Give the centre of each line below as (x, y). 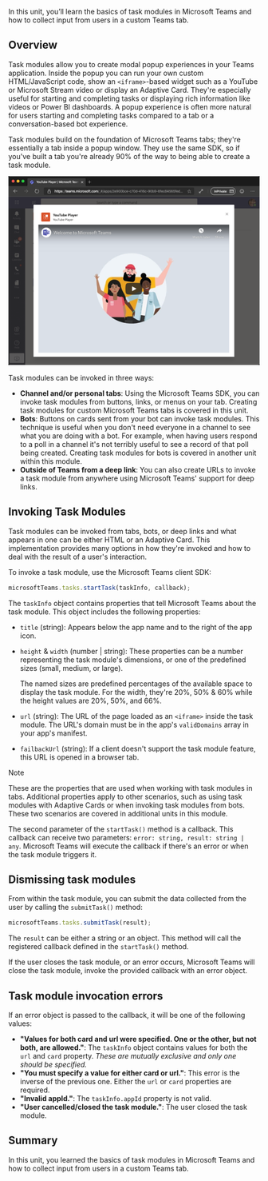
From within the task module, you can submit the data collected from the (128, 899)
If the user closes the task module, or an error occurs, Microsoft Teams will (132, 962)
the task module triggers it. (53, 854)
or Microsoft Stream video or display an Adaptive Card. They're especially (130, 90)
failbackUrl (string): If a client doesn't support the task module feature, (138, 748)
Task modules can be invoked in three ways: (81, 377)
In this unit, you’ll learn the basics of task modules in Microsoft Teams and (130, 12)
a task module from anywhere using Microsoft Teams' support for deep (137, 478)
